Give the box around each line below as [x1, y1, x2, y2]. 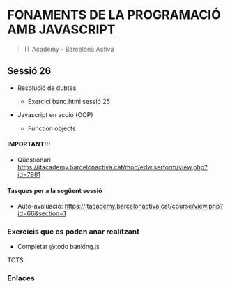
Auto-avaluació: [17, 202, 63, 211]
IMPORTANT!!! [7, 140, 51, 149]
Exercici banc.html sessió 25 [27, 97, 110, 105]
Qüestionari [17, 156, 51, 164]
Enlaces [7, 273, 35, 283]
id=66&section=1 [17, 209, 66, 218]
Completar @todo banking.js [17, 243, 100, 251]
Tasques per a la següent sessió [7, 186, 102, 195]
